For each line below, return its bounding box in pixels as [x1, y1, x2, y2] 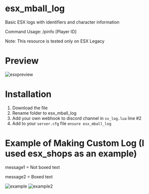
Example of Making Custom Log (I [5, 138, 145, 148]
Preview [5, 55, 39, 67]
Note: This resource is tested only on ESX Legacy [5, 38, 105, 44]
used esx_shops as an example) [5, 148, 137, 159]
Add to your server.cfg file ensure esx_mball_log [12, 121, 111, 126]
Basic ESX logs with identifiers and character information [5, 19, 120, 25]
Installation [5, 89, 52, 100]
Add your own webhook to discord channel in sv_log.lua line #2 [12, 115, 142, 121]
